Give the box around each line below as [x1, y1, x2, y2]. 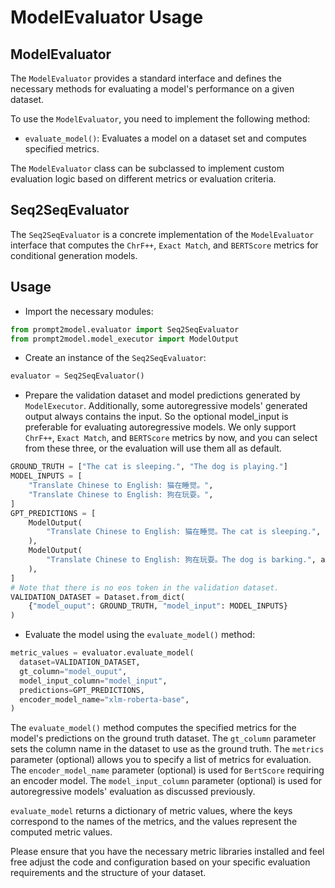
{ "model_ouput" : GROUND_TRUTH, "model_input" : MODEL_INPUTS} [28, 601, 288, 611]
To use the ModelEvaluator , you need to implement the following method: [10, 113, 311, 125]
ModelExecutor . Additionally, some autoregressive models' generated [24, 400, 308, 412]
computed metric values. [10, 826, 113, 838]
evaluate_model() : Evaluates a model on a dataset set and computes [24, 132, 308, 144]
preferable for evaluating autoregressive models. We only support [24, 421, 297, 433]
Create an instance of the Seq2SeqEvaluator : [24, 352, 207, 364]
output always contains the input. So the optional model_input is [24, 411, 289, 423]
